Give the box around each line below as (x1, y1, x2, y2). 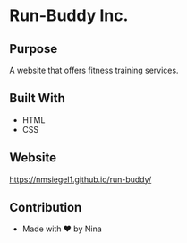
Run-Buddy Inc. (9, 5, 129, 26)
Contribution (9, 200, 82, 215)
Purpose (9, 41, 58, 56)
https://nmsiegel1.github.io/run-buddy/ (9, 174, 152, 185)
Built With (9, 91, 65, 106)
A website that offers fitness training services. (9, 65, 179, 75)
